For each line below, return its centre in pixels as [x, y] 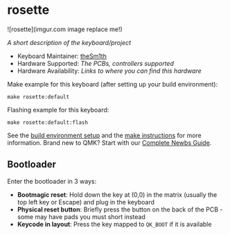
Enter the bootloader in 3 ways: [52, 181]
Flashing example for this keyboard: [58, 110]
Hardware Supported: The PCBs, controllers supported [96, 63]
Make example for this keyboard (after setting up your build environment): [113, 84]
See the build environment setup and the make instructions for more [105, 135]
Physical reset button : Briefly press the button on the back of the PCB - [120, 209]
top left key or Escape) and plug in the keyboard [86, 202]
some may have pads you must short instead [81, 216]
